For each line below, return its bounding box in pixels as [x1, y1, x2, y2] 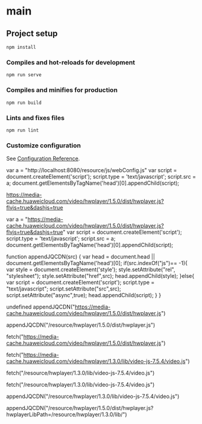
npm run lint [6, 127, 39, 133]
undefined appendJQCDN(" [6, 303, 75, 310]
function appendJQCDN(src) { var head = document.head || [6, 253, 156, 260]
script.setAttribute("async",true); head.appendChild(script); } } [6, 292, 162, 299]
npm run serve [6, 72, 42, 78]
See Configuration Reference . [6, 155, 80, 162]
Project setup [6, 28, 58, 39]
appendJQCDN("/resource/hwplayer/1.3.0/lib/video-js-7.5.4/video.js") [6, 393, 180, 400]
